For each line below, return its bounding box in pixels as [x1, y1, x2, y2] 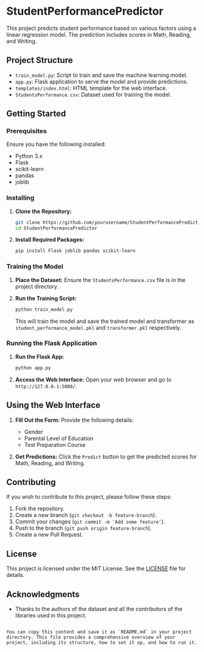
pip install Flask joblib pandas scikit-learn [15, 248, 136, 254]
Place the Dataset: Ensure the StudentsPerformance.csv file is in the [15, 276, 186, 283]
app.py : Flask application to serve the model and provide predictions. [15, 78, 188, 85]
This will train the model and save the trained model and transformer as [15, 317, 195, 325]
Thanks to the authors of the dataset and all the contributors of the [15, 605, 183, 612]
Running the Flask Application [6, 339, 97, 347]
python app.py [15, 364, 51, 371]
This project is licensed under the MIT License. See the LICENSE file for [6, 565, 186, 572]
